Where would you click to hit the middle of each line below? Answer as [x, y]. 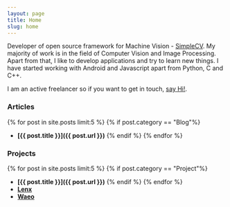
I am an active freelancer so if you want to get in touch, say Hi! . [97, 89]
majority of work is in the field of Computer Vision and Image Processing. [112, 53]
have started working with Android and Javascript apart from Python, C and [115, 68]
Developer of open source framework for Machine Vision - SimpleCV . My [112, 46]
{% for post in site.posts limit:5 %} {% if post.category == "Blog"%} [104, 122]
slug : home [23, 26]
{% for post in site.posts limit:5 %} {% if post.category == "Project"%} [107, 168]
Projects [21, 153]
